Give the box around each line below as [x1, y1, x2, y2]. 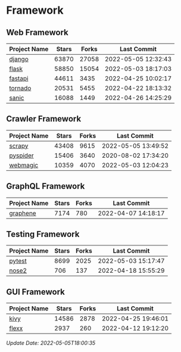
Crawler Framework [6, 114, 82, 124]
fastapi [9, 74, 29, 82]
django [9, 55, 29, 63]
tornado [9, 84, 32, 92]
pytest [9, 257, 27, 265]
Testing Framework [6, 229, 80, 239]
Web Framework [6, 27, 68, 38]
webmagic [9, 161, 39, 169]
